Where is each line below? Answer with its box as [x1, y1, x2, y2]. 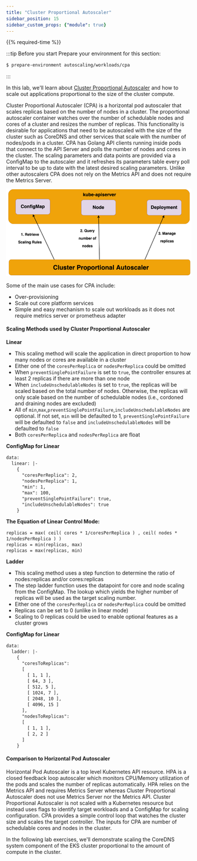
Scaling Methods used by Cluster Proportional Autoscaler [6, 325, 151, 332]
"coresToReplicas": [21, 660, 69, 666]
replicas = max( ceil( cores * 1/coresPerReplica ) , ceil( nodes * [6, 530, 178, 536]
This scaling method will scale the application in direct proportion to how [14, 350, 191, 357]
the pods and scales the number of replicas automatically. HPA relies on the [6, 781, 189, 788]
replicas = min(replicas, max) [6, 542, 83, 548]
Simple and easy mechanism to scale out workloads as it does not [14, 306, 175, 313]
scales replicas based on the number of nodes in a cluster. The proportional [6, 108, 190, 115]
